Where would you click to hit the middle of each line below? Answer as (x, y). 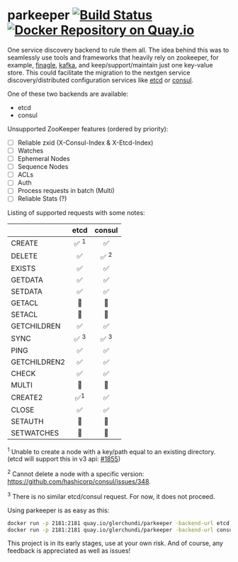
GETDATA (27, 280)
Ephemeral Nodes (44, 159)
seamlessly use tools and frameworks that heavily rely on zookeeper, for (113, 57)
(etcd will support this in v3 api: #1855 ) (64, 459)
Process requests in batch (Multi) (66, 191)
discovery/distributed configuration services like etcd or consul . (100, 80)
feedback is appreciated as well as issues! (69, 551)
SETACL (24, 314)
